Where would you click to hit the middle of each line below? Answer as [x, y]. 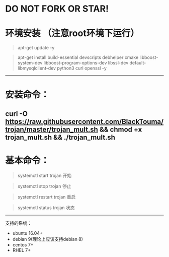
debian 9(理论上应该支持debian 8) [48, 239]
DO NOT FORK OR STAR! [57, 9]
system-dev [30, 63]
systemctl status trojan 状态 [46, 208]
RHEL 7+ [22, 250]
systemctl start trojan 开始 [45, 175]
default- [138, 63]
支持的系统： [18, 223]
